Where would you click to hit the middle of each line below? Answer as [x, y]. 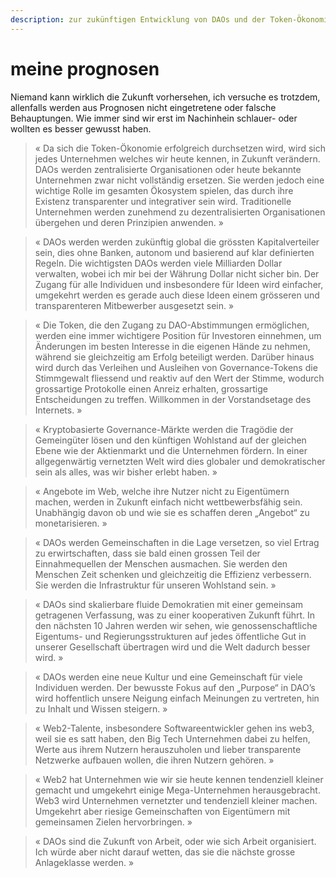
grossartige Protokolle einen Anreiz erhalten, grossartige [151, 388]
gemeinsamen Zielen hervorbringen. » [113, 822]
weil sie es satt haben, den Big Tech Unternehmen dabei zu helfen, [172, 738]
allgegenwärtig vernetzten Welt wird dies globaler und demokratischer [180, 461]
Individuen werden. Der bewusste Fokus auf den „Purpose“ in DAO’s [175, 687]
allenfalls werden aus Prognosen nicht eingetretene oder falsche [143, 107]
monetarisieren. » [71, 523]
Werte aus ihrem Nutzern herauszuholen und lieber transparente [168, 749]
